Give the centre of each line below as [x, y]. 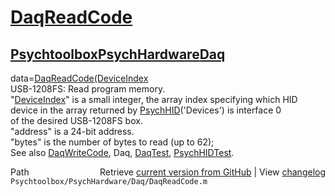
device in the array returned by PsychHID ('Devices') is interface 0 [146, 110]
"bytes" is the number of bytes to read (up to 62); [112, 142]
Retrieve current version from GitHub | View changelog [212, 172]
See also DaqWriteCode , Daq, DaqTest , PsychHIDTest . [122, 152]
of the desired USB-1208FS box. [76, 120]
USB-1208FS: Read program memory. [88, 89]
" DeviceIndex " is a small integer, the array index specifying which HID [154, 99]
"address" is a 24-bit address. [72, 131]
